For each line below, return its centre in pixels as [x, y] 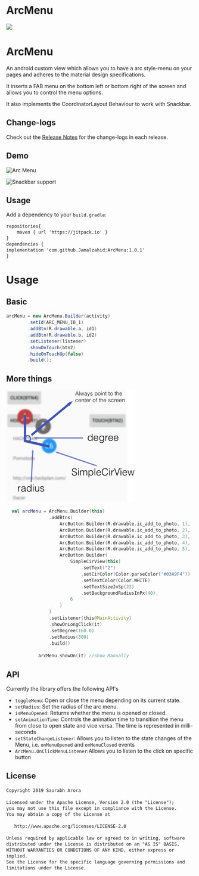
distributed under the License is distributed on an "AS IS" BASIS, [93, 844]
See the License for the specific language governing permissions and [96, 862]
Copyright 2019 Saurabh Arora [44, 790]
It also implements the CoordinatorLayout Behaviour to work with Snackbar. [99, 104]
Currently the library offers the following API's [63, 688]
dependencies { [25, 244]
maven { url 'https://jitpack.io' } [63, 232]
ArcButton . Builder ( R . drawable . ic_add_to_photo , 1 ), [125, 524]
